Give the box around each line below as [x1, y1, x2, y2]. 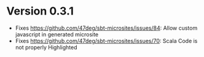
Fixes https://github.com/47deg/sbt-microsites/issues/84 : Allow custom [15, 24, 198, 32]
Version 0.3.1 [6, 4, 74, 18]
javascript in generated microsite [15, 30, 99, 38]
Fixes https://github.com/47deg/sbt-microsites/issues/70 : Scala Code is [15, 37, 198, 44]
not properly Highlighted [15, 44, 77, 51]
